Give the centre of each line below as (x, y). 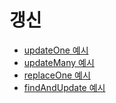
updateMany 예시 (59, 62)
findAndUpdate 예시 (64, 87)
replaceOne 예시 (57, 75)
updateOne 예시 (56, 50)
